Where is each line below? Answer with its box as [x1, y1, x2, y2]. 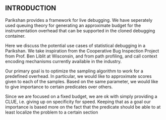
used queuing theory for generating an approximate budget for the [5, 22, 141, 28]
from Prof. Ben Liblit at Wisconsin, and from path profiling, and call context [5, 53, 158, 59]
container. [5, 33, 26, 39]
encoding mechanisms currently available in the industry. [5, 58, 122, 64]
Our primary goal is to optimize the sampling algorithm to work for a [5, 68, 144, 74]
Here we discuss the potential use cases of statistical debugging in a [5, 42, 146, 49]
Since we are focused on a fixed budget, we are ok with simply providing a [5, 93, 158, 99]
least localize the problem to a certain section [5, 109, 98, 115]
